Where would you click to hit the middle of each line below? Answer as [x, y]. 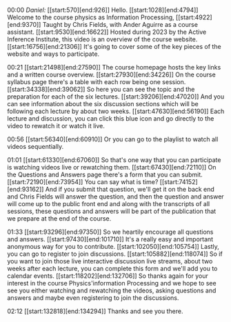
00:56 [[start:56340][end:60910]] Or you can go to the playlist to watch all [113, 139]
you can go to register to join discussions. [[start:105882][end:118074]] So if [115, 254]
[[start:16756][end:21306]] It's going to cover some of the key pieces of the [114, 47]
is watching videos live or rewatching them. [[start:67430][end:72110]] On [112, 167]
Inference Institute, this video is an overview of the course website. [102, 39]
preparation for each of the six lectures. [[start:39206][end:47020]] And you [116, 97]
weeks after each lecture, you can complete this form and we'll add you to [112, 269]
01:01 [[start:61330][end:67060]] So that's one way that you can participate [114, 160]
